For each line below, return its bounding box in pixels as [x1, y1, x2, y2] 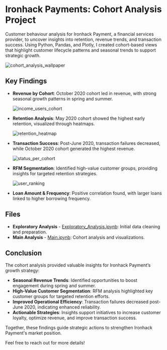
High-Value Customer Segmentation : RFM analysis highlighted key [12, 288, 153, 294]
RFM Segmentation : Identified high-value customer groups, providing [12, 165, 157, 171]
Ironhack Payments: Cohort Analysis [5, 4, 162, 15]
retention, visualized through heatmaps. [12, 120, 95, 127]
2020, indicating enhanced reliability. [24, 304, 101, 310]
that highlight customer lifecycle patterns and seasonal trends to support [5, 47, 156, 53]
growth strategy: [5, 268, 40, 274]
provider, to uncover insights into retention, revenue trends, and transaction [5, 36, 162, 42]
